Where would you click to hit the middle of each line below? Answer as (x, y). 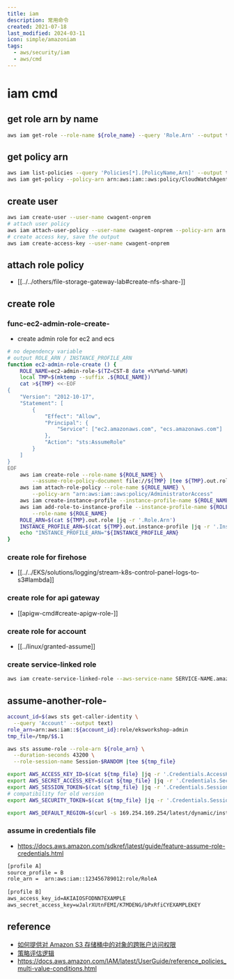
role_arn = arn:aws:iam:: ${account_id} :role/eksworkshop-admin (98, 729)
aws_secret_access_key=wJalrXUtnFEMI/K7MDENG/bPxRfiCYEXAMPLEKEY (104, 905)
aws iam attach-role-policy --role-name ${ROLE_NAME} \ (103, 488)
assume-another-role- (57, 700)
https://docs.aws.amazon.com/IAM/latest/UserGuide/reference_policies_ (122, 961)
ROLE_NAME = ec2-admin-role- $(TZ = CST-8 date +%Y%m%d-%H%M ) (104, 371)
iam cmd (32, 93)
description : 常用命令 (38, 20)
